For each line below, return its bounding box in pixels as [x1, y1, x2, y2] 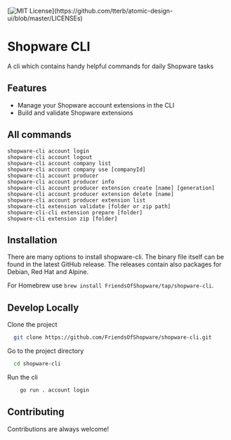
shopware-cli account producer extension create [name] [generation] [7, 184, 216, 191]
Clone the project [7, 321, 58, 329]
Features [7, 82, 47, 94]
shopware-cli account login [7, 148, 90, 155]
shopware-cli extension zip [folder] [7, 215, 118, 222]
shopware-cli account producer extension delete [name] [7, 190, 174, 198]
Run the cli [7, 373, 39, 381]
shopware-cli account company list [7, 160, 112, 167]
